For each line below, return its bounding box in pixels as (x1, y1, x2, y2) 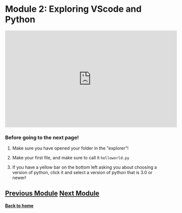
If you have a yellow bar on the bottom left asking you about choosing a (12, 164, 157, 170)
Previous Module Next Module (5, 189, 100, 197)
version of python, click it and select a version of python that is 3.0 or (12, 170, 153, 176)
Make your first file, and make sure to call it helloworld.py (12, 155, 130, 161)
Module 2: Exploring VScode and (5, 3, 142, 15)
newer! (12, 175, 26, 181)
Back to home (5, 203, 34, 209)
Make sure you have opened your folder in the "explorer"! (12, 145, 129, 151)
